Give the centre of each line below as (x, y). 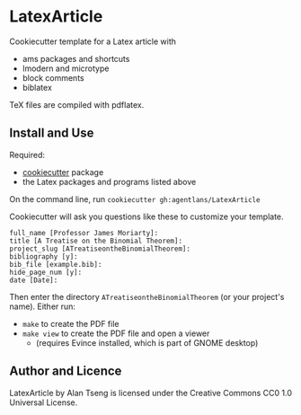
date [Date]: (34, 280)
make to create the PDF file (71, 323)
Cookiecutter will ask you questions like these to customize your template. (147, 216)
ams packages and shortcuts (76, 58)
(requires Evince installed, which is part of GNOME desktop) (147, 342)
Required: (27, 155)
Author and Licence (66, 371)
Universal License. (44, 402)
